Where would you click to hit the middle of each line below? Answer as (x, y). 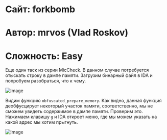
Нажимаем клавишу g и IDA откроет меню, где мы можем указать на (81, 117)
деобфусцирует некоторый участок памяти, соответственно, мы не (79, 106)
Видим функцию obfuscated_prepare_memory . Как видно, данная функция (83, 101)
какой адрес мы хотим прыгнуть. (42, 122)
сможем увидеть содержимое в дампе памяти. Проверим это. (74, 111)
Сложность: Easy (44, 56)
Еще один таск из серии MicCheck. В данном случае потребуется (77, 70)
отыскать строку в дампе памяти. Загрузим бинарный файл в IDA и (79, 75)
